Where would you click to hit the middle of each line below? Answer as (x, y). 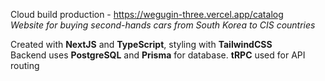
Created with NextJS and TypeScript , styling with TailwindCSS (141, 44)
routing (25, 65)
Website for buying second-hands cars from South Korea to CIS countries (163, 25)
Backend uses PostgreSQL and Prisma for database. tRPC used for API (158, 55)
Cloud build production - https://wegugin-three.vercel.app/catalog (147, 14)
